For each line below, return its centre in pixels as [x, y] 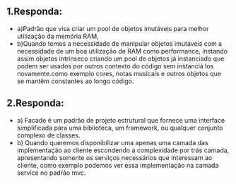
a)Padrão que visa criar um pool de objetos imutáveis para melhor [113, 28]
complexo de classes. [48, 135]
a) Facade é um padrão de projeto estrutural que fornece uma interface [121, 120]
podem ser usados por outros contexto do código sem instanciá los [115, 66]
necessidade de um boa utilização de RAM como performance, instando [122, 51]
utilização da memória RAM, [58, 36]
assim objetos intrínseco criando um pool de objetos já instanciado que [120, 59]
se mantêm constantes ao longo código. [75, 81]
